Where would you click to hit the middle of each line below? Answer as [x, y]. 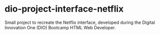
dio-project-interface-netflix [64, 9]
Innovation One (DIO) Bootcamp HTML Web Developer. [60, 27]
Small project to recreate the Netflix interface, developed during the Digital [80, 22]
